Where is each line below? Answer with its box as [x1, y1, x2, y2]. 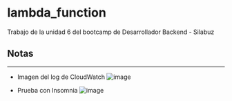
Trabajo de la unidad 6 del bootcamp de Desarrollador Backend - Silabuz [7, 28, 215, 36]
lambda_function [7, 5, 107, 21]
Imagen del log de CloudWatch [17, 73, 106, 81]
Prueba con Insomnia [17, 86, 78, 94]
